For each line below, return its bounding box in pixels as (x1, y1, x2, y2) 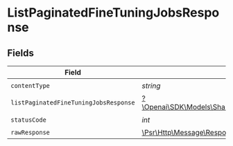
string (141, 81, 161, 91)
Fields (7, 47, 35, 59)
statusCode (10, 116, 46, 124)
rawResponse (10, 129, 51, 136)
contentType (10, 82, 51, 89)
